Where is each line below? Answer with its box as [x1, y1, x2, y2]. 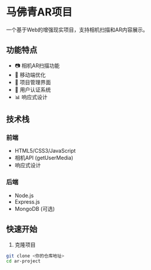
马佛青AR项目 [6, 5, 73, 19]
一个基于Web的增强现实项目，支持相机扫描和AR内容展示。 [6, 26, 149, 33]
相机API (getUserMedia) [14, 155, 74, 162]
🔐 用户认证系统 [14, 86, 51, 93]
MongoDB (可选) [14, 205, 55, 212]
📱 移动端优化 [14, 71, 46, 78]
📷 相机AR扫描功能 [14, 62, 60, 69]
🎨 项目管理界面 [14, 78, 51, 86]
